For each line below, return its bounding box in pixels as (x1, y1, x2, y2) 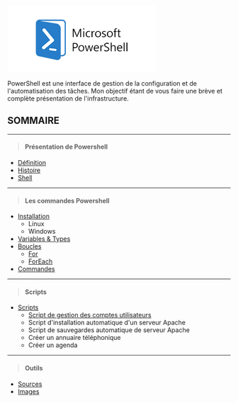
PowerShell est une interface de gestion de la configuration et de (7, 79, 197, 87)
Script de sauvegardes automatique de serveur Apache (28, 326, 190, 334)
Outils (24, 364, 43, 373)
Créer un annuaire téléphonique (28, 334, 122, 342)
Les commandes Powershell (24, 196, 110, 205)
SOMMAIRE (7, 115, 60, 127)
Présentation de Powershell (24, 142, 108, 151)
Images (17, 387, 40, 395)
